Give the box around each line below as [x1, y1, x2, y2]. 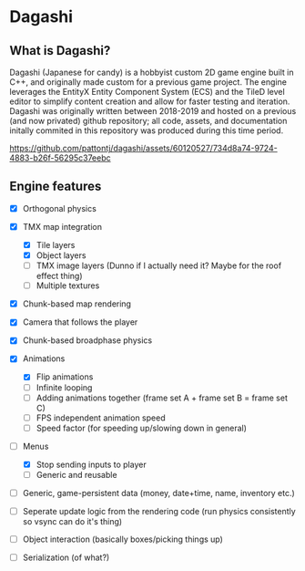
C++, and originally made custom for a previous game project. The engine [9, 77, 287, 88]
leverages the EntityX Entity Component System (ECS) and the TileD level [9, 87, 285, 97]
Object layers [36, 250, 86, 261]
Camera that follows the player [22, 317, 138, 327]
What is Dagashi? [9, 43, 111, 58]
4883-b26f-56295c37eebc [9, 152, 111, 163]
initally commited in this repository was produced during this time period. [9, 125, 284, 136]
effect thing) [36, 271, 84, 282]
